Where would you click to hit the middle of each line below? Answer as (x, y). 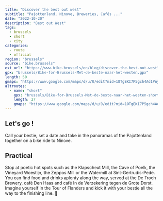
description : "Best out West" (36, 23)
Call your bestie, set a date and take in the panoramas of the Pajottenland (78, 135)
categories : (17, 46)
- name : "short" (26, 91)
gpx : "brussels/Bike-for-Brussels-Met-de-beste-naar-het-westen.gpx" (77, 73)
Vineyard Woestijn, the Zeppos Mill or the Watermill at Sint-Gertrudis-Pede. (80, 172)
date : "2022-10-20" (25, 18)
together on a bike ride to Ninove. (39, 140)
